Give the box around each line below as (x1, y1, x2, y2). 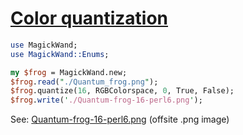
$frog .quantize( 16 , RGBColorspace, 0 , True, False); (10, 86, 235, 96)
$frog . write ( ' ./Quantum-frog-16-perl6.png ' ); (10, 95, 203, 106)
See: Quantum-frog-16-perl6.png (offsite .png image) (10, 113, 230, 126)
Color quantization (10, 7, 169, 30)
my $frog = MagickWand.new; (10, 67, 128, 77)
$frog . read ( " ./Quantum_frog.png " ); (10, 77, 159, 87)
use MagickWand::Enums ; (10, 49, 110, 59)
